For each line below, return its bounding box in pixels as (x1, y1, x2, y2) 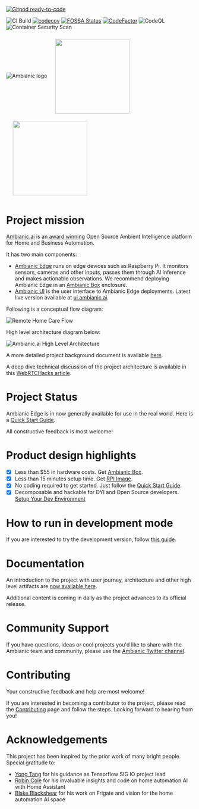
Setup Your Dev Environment (14, 495, 86, 502)
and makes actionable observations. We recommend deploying (14, 275, 169, 282)
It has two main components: (6, 251, 77, 258)
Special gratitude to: (6, 759, 56, 766)
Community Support (6, 621, 109, 635)
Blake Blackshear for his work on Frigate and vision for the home (14, 789, 173, 797)
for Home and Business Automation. (6, 239, 95, 246)
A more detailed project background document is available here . (6, 352, 163, 359)
